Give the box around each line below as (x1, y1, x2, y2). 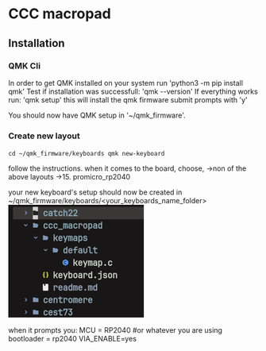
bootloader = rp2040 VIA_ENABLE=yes (8, 334, 137, 344)
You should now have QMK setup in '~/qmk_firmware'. (8, 110, 187, 120)
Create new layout (8, 130, 81, 141)
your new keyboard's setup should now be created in (8, 187, 183, 197)
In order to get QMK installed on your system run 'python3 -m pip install (8, 78, 244, 87)
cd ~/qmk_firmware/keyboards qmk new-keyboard (8, 150, 165, 158)
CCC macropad (8, 5, 111, 23)
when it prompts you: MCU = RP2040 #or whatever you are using (8, 326, 222, 335)
